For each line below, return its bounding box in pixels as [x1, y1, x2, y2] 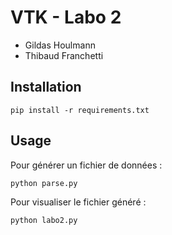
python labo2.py [10, 215, 78, 225]
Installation [10, 79, 82, 96]
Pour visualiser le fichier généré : [10, 196, 147, 208]
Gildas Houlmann [24, 39, 96, 51]
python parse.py [10, 178, 78, 188]
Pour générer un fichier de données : [10, 159, 163, 171]
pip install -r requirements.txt [10, 105, 150, 115]
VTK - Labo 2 [10, 6, 122, 29]
